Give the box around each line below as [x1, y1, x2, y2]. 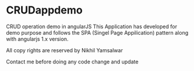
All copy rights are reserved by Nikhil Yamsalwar [6, 46, 123, 53]
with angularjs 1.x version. [6, 35, 69, 42]
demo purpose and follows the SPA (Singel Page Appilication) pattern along [6, 29, 189, 36]
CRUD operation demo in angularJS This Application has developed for [6, 23, 178, 30]
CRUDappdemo [6, 4, 83, 17]
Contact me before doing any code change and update [6, 58, 139, 65]
